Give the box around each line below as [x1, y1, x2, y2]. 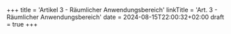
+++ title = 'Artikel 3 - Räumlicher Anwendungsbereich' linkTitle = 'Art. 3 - [6, 6, 218, 14]
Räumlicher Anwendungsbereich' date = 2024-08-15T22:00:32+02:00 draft [6, 13, 224, 21]
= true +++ [6, 20, 38, 28]
